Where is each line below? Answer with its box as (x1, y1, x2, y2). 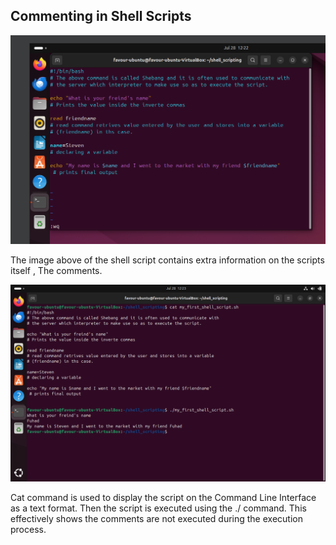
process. (10, 524, 47, 535)
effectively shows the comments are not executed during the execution (10, 513, 303, 524)
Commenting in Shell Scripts (10, 8, 192, 25)
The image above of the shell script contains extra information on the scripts (10, 254, 325, 266)
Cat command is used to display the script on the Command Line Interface (10, 492, 317, 503)
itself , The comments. (10, 265, 103, 276)
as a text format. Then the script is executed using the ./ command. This (10, 502, 307, 514)
